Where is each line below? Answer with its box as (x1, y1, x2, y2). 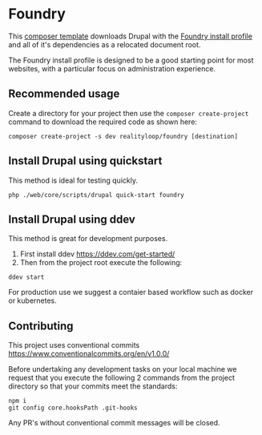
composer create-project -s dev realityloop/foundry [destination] (8, 132, 239, 140)
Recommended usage (8, 87, 120, 101)
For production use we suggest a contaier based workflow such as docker (8, 288, 254, 297)
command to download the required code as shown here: (8, 117, 198, 127)
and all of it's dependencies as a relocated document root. (8, 39, 201, 49)
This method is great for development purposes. (8, 234, 168, 244)
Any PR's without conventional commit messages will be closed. (8, 418, 220, 428)
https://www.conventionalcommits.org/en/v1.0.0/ (8, 349, 170, 359)
